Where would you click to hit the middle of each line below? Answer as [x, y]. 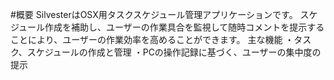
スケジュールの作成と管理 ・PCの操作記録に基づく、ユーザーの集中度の [174, 52]
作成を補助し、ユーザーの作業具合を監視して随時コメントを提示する [184, 27]
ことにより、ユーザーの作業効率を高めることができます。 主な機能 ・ [152, 39]
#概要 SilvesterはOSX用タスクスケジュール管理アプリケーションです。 [154, 14]
